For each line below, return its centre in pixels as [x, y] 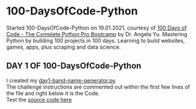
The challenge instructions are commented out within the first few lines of [98, 87]
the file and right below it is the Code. [53, 93]
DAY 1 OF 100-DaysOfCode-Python [74, 66]
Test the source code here [39, 99]
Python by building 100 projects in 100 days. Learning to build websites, [96, 40]
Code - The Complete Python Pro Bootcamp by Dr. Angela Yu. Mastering [97, 34]
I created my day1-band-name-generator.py [61, 80]
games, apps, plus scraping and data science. [64, 47]
